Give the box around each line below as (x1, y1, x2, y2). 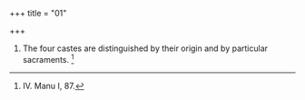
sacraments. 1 (22, 53, 74, 65)
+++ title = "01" (9, 8, 67, 18)
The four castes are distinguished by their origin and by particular (22, 43, 269, 54)
